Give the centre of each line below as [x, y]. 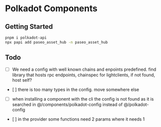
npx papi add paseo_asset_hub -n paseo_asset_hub [57, 42]
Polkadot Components [51, 9]
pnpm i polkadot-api [26, 38]
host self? [22, 80]
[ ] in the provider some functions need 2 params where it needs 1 [78, 119]
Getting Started [29, 27]
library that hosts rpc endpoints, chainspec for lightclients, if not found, [83, 75]
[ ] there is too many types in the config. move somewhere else [76, 89]
